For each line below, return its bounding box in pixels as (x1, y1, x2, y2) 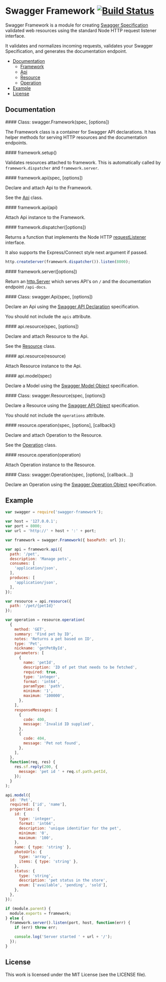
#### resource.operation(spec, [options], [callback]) (5, 422, 116, 428)
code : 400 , (23, 717, 47, 722)
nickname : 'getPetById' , (14, 646, 67, 651)
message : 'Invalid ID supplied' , (23, 722, 94, 727)
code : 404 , (23, 736, 47, 741)
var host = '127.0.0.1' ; (5, 519, 58, 524)
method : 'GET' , (14, 626, 47, 632)
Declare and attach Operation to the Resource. (5, 432, 103, 438)
